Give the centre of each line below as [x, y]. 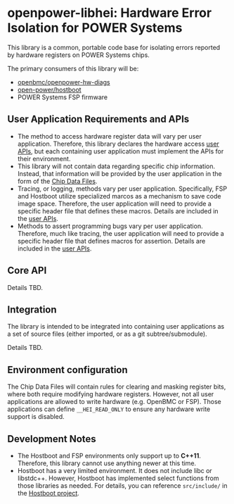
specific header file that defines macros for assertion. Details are [111, 241]
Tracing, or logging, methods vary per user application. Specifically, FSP [122, 189]
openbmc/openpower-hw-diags [64, 82]
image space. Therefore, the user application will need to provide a [115, 203]
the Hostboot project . [48, 493]
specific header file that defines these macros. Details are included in [118, 211]
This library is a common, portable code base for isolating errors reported [114, 47]
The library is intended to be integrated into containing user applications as [116, 327]
